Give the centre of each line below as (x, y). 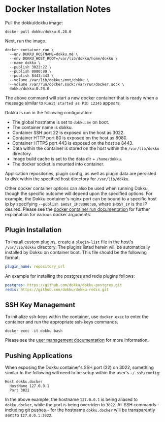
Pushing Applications (39, 356)
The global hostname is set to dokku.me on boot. (61, 122)
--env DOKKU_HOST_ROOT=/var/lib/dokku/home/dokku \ (64, 58)
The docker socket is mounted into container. (58, 164)
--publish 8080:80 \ (31, 71)
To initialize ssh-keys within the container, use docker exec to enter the (77, 317)
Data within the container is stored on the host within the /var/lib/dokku (85, 148)
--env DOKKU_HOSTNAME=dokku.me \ (44, 54)
